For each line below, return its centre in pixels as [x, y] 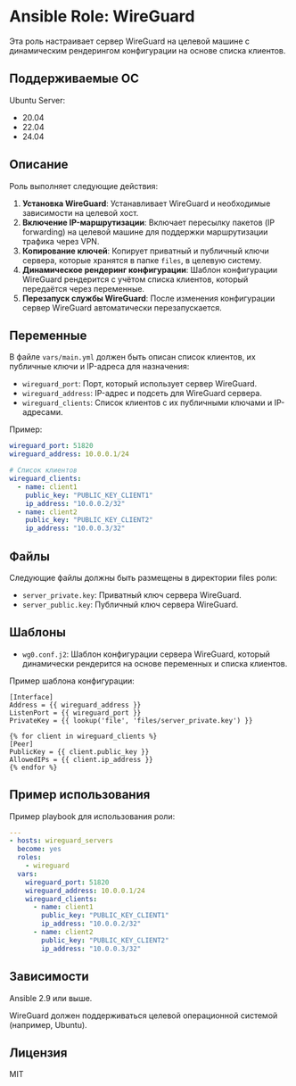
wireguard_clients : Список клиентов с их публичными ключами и [147, 402]
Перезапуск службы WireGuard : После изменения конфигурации [148, 298]
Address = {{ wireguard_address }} [75, 705]
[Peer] [21, 744]
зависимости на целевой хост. [80, 212]
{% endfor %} [33, 767]
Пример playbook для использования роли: [92, 816]
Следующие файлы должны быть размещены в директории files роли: [144, 577]
